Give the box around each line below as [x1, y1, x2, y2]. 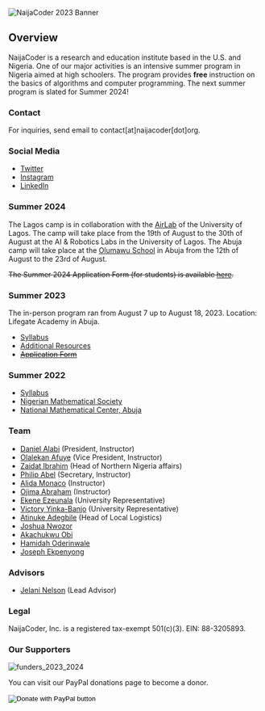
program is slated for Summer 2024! [8, 86, 129, 96]
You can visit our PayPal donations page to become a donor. [8, 678, 209, 688]
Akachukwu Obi [19, 529, 73, 539]
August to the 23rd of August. [8, 254, 107, 263]
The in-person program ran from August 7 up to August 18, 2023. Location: [8, 308, 258, 318]
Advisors [8, 566, 45, 578]
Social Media [8, 145, 60, 157]
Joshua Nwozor [19, 521, 73, 531]
